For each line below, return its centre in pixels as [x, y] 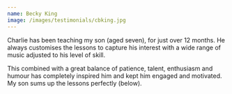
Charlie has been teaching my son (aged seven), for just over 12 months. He [116, 40]
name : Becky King [32, 14]
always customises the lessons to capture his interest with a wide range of [114, 47]
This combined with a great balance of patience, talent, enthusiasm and [110, 68]
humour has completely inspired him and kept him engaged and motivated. [115, 76]
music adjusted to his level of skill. [56, 55]
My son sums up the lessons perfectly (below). [75, 83]
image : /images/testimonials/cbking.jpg [67, 20]
